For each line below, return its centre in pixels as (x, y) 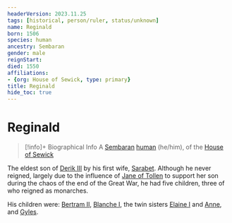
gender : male (26, 54)
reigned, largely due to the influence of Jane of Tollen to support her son (113, 176)
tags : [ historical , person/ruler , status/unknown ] (83, 20)
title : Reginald (31, 86)
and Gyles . (23, 212)
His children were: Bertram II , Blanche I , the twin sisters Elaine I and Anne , (115, 205)
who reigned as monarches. (48, 191)
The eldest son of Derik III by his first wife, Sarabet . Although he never (109, 168)
